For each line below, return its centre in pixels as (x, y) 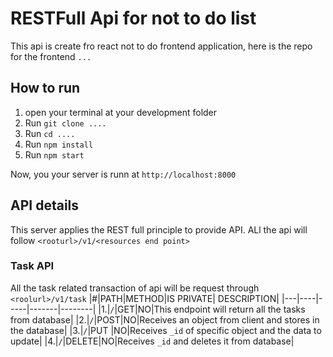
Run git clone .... (65, 123)
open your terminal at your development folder (121, 112)
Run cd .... (50, 133)
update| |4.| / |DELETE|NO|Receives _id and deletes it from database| (152, 341)
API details (45, 205)
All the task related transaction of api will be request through (135, 288)
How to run (45, 88)
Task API (32, 266)
